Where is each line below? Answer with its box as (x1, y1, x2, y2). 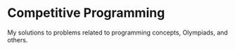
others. (7, 35, 28, 44)
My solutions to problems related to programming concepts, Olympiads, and (7, 28, 229, 37)
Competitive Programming (7, 5, 165, 21)
